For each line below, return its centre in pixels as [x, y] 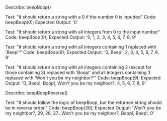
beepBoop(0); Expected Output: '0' [42, 22]
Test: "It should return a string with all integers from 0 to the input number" [82, 32]
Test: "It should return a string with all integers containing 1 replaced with [81, 47]
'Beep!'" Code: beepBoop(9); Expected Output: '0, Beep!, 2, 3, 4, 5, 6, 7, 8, [82, 52]
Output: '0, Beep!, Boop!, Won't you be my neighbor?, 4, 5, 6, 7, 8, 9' [76, 83]
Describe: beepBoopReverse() [36, 93]
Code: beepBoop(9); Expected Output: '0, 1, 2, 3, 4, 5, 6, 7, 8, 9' [71, 37]
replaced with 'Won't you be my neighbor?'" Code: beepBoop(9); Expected [83, 78]
